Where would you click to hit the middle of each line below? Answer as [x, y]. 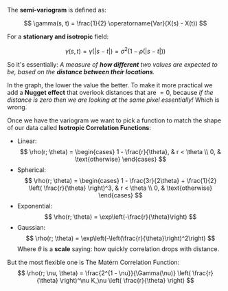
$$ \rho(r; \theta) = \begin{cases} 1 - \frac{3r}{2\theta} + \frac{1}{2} [121, 180]
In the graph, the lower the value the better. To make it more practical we [110, 85]
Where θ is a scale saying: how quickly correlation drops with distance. [118, 249]
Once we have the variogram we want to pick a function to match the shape [114, 120]
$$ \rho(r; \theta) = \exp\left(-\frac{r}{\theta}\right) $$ [121, 217]
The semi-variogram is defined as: [57, 10]
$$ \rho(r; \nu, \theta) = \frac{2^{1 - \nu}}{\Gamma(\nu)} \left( [104, 273]
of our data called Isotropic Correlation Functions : [79, 127]
